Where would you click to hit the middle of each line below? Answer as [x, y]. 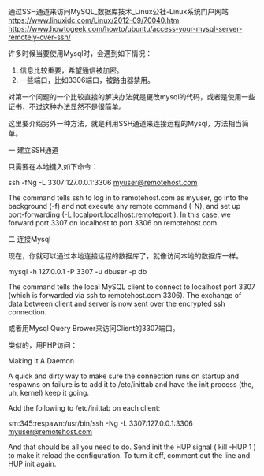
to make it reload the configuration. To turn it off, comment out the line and [129, 455]
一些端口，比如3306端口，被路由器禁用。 [87, 80]
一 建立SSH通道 [33, 150]
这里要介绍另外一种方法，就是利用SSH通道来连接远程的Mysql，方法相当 [125, 123]
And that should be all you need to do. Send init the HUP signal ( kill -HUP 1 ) [132, 447]
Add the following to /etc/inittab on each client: [84, 408]
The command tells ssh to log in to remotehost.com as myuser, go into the [128, 198]
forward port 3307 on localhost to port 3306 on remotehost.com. [113, 223]
